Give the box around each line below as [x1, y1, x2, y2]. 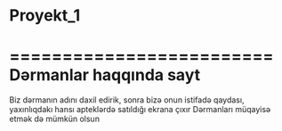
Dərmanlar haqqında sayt [9, 65, 201, 86]
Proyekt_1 [9, 5, 81, 26]
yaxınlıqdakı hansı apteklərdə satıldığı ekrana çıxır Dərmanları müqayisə [9, 104, 271, 115]
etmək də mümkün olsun [9, 113, 101, 125]
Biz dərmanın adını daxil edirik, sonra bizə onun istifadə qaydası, [9, 94, 245, 105]
